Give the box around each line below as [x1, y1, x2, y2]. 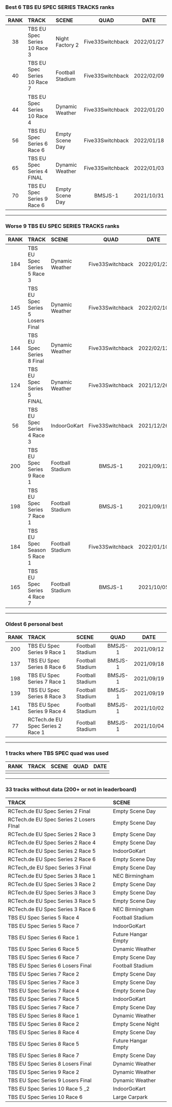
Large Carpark [113, 1094, 148, 1101]
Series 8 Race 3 [28, 693, 66, 700]
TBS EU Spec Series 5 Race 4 [8, 914, 79, 921]
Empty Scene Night [113, 1020, 160, 1028]
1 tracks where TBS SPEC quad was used [5, 750, 109, 757]
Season [28, 546, 46, 553]
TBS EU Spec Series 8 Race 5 [8, 1040, 79, 1048]
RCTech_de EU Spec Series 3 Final [8, 864, 92, 871]
